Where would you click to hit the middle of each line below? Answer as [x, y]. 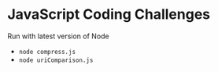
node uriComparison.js [56, 60]
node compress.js [47, 52]
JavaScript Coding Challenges [109, 14]
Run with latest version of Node [58, 36]
